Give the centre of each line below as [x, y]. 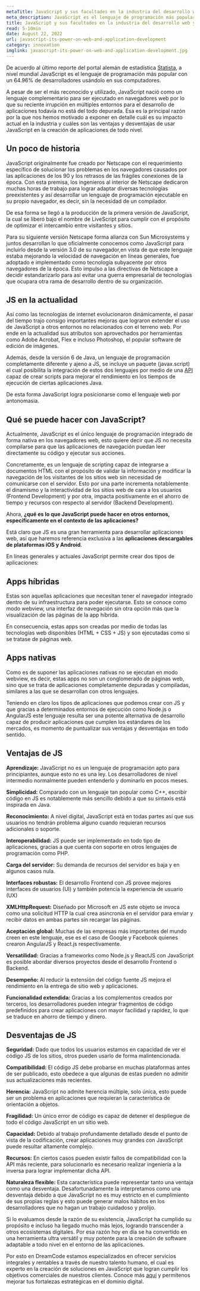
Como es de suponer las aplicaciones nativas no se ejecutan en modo [92, 672]
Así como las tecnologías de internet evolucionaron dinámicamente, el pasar [100, 315]
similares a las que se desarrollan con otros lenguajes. [73, 691]
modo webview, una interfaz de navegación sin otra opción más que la [93, 608]
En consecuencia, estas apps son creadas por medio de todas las [87, 626]
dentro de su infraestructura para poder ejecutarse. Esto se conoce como [96, 602]
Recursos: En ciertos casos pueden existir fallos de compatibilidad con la [96, 1158]
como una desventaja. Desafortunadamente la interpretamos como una [93, 1189]
